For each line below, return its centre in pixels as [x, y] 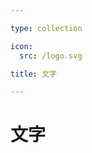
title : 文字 [33, 74]
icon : [21, 46]
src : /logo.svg [51, 56]
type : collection [46, 28]
